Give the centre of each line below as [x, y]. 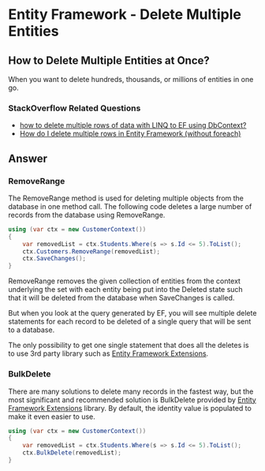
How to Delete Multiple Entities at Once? [109, 60]
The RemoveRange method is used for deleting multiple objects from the [126, 198]
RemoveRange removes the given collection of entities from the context [124, 281]
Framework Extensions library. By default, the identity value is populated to [130, 408]
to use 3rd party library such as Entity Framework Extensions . [108, 353]
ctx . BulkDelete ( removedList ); [72, 453]
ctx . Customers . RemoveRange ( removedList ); [91, 251]
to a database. [32, 330]
